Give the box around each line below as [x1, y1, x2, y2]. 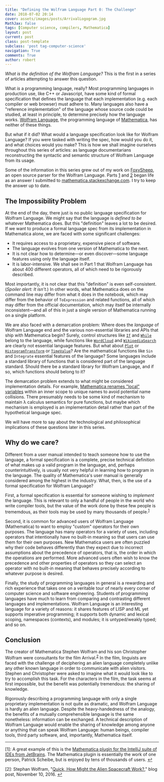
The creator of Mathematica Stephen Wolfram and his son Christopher [5, 649, 147, 655]
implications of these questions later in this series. [5, 424, 106, 430]
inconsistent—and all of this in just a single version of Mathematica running [5, 307, 156, 313]
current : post [5, 35, 34, 40]
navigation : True [5, 48, 41, 53]
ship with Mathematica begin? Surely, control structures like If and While [5, 332, 152, 339]
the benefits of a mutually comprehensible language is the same [5, 711, 134, 717]
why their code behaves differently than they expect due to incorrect [5, 544, 143, 550]
